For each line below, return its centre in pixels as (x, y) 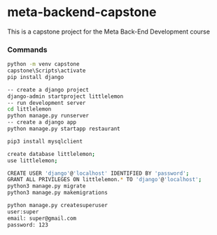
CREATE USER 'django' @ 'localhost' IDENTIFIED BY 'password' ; (98, 173)
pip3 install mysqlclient (45, 141)
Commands (27, 50)
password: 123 (28, 225)
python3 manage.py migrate (47, 186)
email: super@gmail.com (42, 218)
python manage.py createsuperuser (58, 206)
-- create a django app (42, 122)
